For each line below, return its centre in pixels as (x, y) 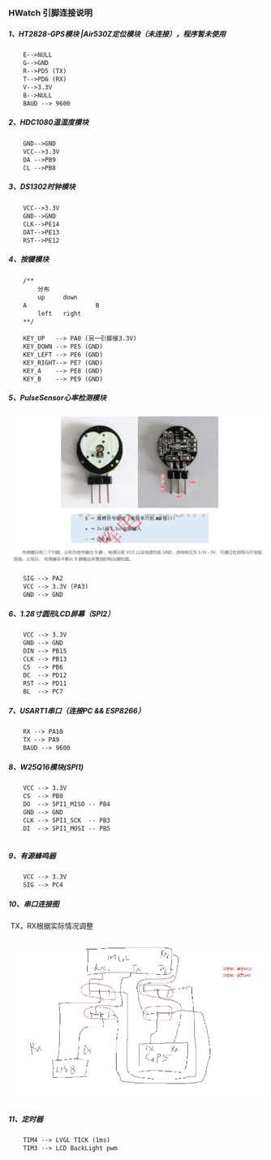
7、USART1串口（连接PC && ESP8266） (77, 710)
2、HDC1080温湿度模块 (49, 123)
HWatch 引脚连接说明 (51, 12)
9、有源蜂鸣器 (32, 856)
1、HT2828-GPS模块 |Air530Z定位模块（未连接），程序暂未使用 (117, 33)
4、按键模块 (29, 259)
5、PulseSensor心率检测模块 (58, 398)
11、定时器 (26, 1119)
